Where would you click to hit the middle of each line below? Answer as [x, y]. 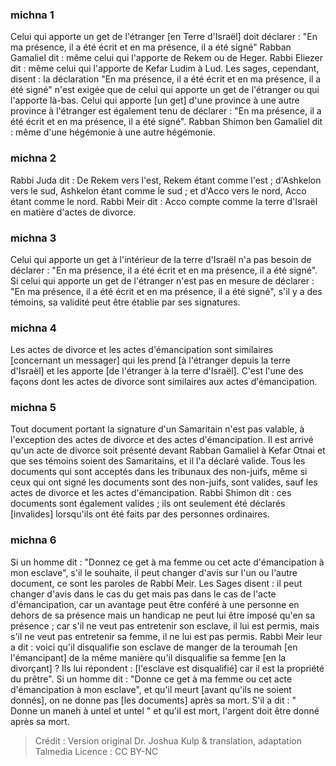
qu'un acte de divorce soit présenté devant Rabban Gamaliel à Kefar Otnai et [168, 450]
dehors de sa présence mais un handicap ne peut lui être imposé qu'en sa [163, 615]
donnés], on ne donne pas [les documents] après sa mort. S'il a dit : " [153, 700]
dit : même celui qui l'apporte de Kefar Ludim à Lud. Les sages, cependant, [165, 69]
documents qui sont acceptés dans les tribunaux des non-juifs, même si [159, 472]
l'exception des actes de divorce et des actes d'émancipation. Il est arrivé [162, 440]
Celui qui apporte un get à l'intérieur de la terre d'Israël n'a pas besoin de [161, 259]
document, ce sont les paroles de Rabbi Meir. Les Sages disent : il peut [156, 583]
